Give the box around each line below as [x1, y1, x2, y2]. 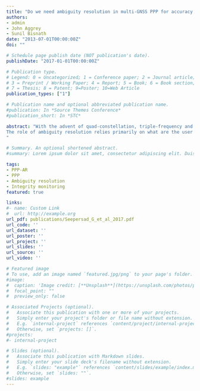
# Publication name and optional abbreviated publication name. [6, 102, 169, 108]
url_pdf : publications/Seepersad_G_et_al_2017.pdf [6, 216, 135, 222]
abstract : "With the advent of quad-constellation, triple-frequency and [6, 123, 193, 130]
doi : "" [6, 42, 26, 48]
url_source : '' [6, 250, 44, 256]
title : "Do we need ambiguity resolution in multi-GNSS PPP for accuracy [6, 8, 193, 15]
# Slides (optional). [6, 348, 60, 354]
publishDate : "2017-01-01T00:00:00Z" [6, 58, 100, 64]
